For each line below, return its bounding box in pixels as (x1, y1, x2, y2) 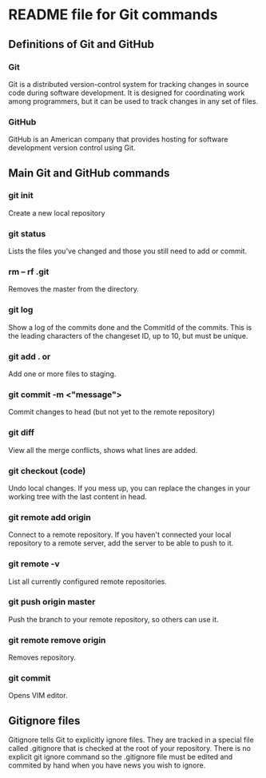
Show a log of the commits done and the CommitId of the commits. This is (8, 322, 252, 332)
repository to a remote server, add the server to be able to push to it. (8, 538, 234, 548)
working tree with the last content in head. (8, 491, 148, 501)
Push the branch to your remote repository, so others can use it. (8, 614, 219, 624)
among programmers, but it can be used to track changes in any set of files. (8, 96, 258, 105)
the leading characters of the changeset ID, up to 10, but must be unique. (8, 331, 248, 340)
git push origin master (8, 597, 96, 608)
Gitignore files (8, 713, 81, 728)
